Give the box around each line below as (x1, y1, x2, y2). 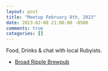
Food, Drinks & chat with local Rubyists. (6, 47, 102, 54)
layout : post (6, 8, 38, 15)
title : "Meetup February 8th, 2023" (6, 14, 96, 20)
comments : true (6, 25, 44, 31)
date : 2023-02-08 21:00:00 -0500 (6, 20, 89, 25)
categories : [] (6, 31, 44, 37)
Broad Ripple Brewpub (14, 59, 70, 66)
